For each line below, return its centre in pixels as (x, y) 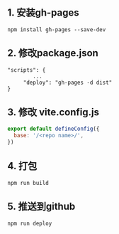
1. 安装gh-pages (43, 13)
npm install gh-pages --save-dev (57, 30)
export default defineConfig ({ (53, 129)
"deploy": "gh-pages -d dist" (68, 83)
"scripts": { (27, 70)
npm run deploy (30, 223)
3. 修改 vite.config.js (53, 112)
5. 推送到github (41, 207)
